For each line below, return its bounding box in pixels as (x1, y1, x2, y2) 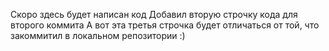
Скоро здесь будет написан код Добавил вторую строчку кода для (10, 9, 298, 20)
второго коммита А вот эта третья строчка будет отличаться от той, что (10, 19, 320, 31)
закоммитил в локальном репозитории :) (10, 30, 186, 41)
